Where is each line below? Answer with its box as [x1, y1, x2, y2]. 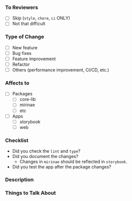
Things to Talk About [5, 189, 56, 196]
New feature [12, 44, 38, 50]
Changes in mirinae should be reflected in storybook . [19, 159, 128, 164]
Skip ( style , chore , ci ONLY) [12, 15, 70, 21]
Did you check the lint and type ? [12, 148, 81, 154]
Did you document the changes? [12, 154, 79, 160]
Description [5, 176, 34, 183]
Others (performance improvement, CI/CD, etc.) [12, 67, 109, 73]
